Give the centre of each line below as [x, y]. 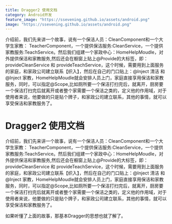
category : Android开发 [29, 15]
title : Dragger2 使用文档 [31, 10]
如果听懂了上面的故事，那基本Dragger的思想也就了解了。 [66, 216]
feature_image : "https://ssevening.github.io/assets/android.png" [78, 19]
